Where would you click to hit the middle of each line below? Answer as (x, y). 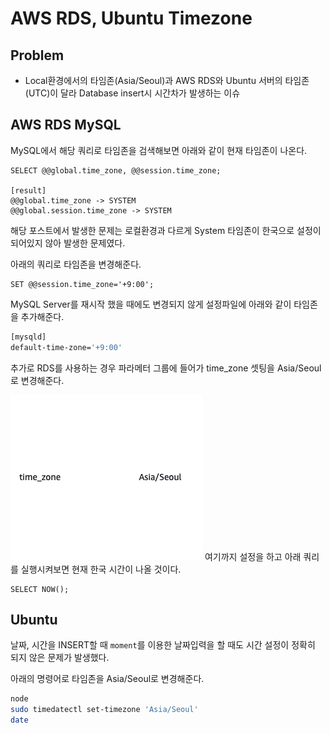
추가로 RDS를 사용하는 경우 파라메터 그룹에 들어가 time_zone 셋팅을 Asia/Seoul (166, 368)
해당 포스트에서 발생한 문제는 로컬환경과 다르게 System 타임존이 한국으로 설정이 (166, 230)
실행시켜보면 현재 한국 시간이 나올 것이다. (101, 569)
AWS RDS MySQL (66, 125)
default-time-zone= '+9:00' (66, 347)
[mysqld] (28, 337)
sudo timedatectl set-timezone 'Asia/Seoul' (104, 710)
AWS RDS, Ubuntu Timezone (131, 18)
